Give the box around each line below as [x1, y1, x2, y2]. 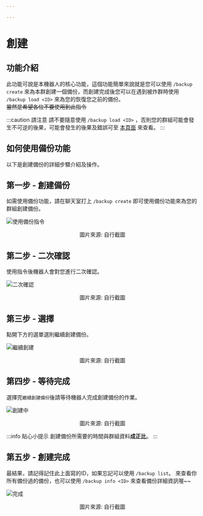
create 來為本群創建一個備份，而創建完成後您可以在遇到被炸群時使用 [6, 88, 179, 95]
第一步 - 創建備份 [6, 180, 70, 190]
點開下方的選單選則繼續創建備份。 [6, 331, 92, 338]
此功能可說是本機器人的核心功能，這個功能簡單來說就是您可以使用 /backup [6, 80, 193, 87]
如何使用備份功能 [6, 143, 71, 154]
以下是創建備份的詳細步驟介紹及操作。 [6, 160, 102, 168]
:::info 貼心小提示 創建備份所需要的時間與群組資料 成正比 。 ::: [6, 432, 158, 440]
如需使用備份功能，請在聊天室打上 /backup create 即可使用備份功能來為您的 [6, 198, 198, 205]
